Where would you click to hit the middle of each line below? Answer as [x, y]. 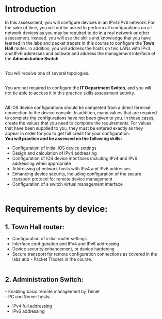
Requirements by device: [57, 209]
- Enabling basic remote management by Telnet [52, 291]
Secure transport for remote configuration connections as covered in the [85, 254]
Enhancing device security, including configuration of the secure [77, 174]
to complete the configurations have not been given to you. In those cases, [80, 118]
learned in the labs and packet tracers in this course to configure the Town [80, 43]
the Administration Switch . [32, 58]
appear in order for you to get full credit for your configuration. [67, 133]
